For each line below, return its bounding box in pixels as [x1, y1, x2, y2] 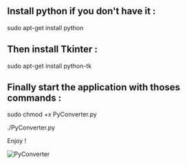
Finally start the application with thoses [7, 81, 181, 93]
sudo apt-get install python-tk [7, 62, 91, 70]
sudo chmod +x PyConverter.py [7, 110, 98, 118]
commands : [7, 92, 62, 104]
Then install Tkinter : [7, 44, 98, 55]
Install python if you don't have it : [7, 5, 156, 17]
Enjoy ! [7, 137, 27, 145]
